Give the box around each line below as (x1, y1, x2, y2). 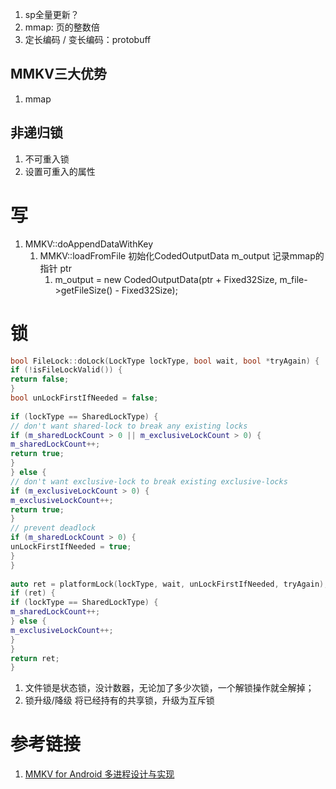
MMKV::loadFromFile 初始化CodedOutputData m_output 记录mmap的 (39, 249, 325, 262)
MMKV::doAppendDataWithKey (24, 238, 154, 250)
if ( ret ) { (10, 588, 56, 598)
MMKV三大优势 (10, 66, 107, 83)
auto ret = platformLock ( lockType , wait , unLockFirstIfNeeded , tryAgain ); (10, 579, 329, 589)
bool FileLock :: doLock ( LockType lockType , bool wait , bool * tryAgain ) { (10, 356, 320, 366)
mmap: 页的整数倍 (24, 21, 100, 33)
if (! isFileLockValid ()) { (10, 365, 123, 375)
